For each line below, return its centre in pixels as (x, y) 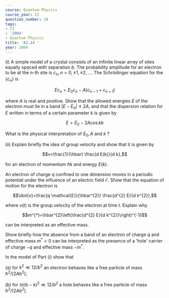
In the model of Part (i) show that (40, 257)
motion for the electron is (32, 186)
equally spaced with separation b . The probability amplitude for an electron (83, 67)
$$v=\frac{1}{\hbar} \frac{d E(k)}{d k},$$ (85, 154)
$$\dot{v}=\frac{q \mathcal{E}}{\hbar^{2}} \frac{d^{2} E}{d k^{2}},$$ (85, 196)
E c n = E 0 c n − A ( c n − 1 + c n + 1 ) (85, 91)
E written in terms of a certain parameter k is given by (61, 113)
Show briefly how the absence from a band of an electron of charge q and (82, 234)
